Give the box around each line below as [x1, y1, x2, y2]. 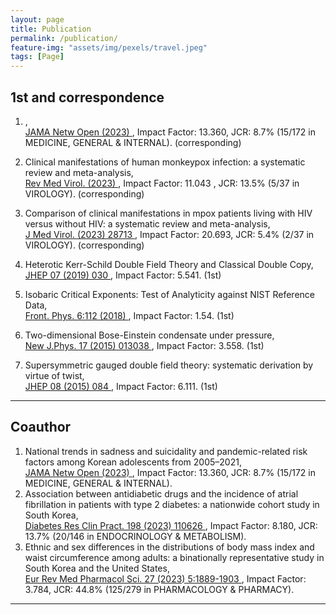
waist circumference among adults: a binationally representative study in [24, 551, 325, 563]
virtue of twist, [24, 369, 85, 381]
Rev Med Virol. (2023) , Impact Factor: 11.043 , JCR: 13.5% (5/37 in [24, 177, 300, 189]
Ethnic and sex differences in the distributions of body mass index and [24, 541, 315, 553]
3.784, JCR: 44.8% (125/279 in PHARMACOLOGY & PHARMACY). [24, 583, 295, 595]
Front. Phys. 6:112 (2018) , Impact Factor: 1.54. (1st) [24, 309, 235, 321]
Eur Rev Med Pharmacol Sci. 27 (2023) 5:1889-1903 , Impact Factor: [24, 572, 307, 585]
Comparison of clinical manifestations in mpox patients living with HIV [24, 207, 313, 219]
